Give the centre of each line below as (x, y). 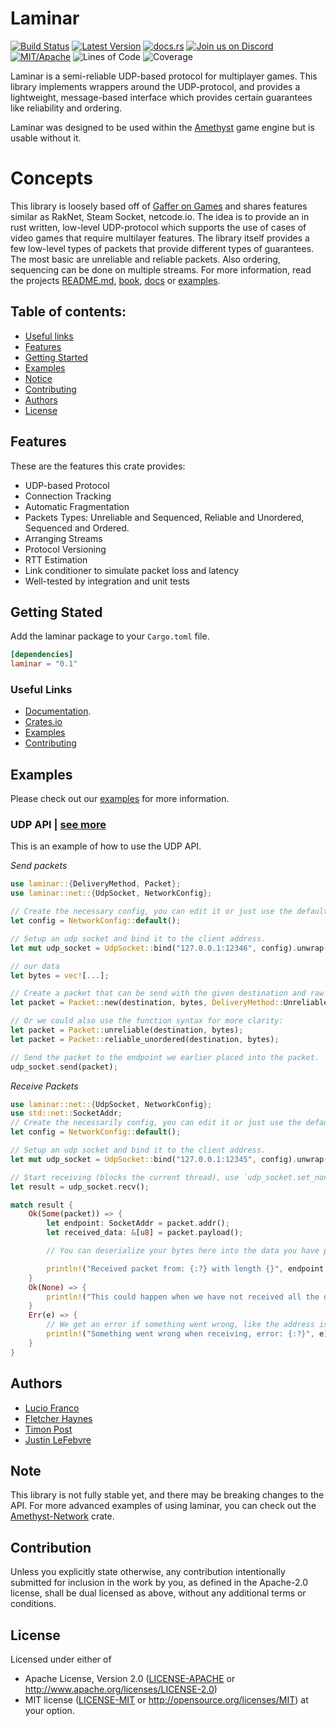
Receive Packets (44, 1086)
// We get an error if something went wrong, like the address (180, 1325)
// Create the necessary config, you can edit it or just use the (151, 912)
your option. (49, 1710)
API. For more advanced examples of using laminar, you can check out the (163, 1506)
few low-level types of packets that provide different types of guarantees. (162, 248)
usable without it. (46, 138)
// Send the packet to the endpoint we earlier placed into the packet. (165, 1057)
